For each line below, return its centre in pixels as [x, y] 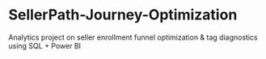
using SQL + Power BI [45, 45]
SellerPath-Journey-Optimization [123, 15]
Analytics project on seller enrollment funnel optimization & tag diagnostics [133, 37]
